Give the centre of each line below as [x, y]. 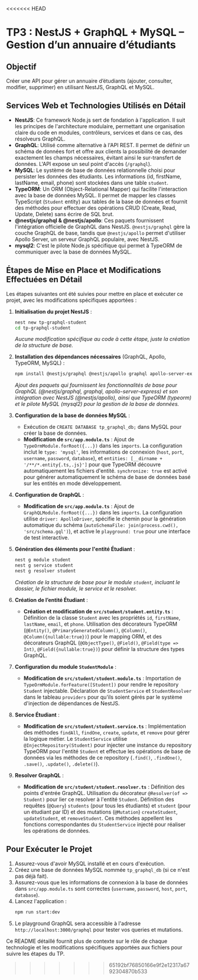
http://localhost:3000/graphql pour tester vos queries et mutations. [99, 929]
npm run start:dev [37, 912]
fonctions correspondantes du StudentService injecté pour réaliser [105, 824]
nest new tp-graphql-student [51, 322]
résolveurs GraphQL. [40, 139]
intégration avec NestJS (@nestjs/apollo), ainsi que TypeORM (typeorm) [103, 398]
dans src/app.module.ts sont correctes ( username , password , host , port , [101, 888]
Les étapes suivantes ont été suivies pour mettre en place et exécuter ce [95, 294]
